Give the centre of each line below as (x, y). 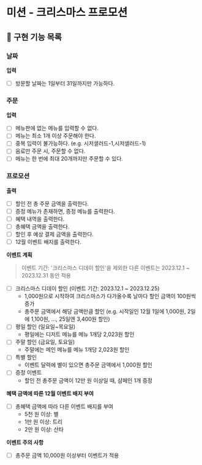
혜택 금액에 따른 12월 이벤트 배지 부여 (50, 393)
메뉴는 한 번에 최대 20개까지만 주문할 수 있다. (69, 159)
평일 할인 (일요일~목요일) (45, 327)
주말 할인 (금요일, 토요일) (45, 342)
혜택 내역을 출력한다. (40, 219)
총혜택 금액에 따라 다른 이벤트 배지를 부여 (64, 406)
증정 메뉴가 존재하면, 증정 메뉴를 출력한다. (65, 211)
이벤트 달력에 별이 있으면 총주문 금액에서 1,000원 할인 (88, 365)
